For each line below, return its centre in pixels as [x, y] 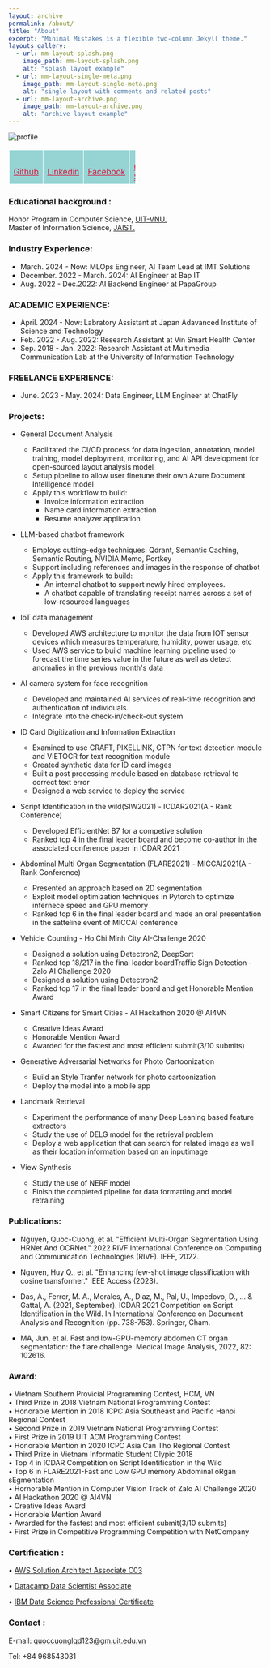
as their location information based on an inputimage [120, 1151]
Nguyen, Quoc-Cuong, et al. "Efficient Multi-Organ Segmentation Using [139, 1239]
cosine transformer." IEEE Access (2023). [89, 1280]
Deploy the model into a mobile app [91, 1086]
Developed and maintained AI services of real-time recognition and [144, 699]
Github [26, 172]
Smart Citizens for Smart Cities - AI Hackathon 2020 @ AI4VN [124, 1013]
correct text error [61, 783]
